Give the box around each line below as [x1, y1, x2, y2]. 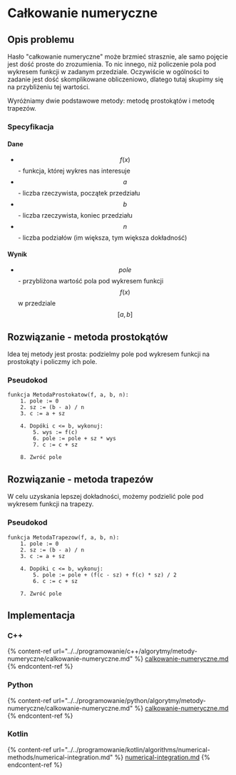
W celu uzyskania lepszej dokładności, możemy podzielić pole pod [7, 492, 204, 501]
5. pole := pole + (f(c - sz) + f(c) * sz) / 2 [33, 571, 177, 579]
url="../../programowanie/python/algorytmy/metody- [53, 696, 207, 704]
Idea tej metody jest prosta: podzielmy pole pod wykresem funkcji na [7, 350, 210, 358]
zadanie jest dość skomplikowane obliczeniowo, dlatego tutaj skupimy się [7, 75, 224, 83]
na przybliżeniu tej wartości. [7, 83, 91, 91]
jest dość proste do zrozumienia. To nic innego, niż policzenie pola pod [7, 60, 216, 69]
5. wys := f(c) [33, 429, 78, 436]
